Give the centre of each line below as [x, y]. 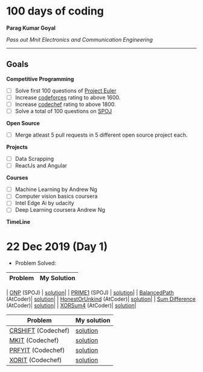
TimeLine [18, 222]
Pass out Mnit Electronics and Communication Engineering [79, 39]
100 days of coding [55, 11]
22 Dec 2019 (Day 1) [57, 246]
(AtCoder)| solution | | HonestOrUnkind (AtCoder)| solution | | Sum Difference [101, 299]
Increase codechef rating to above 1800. [65, 104]
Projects [17, 147]
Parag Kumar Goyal [31, 28]
